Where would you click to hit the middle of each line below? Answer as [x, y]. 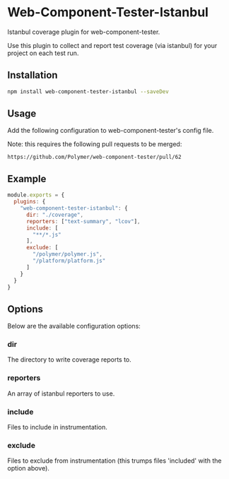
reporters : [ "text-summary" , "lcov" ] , [83, 221]
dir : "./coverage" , [54, 215]
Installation [33, 75]
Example [27, 178]
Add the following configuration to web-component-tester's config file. [111, 131]
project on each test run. [43, 53]
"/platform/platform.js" [69, 261]
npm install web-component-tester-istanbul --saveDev [88, 91]
